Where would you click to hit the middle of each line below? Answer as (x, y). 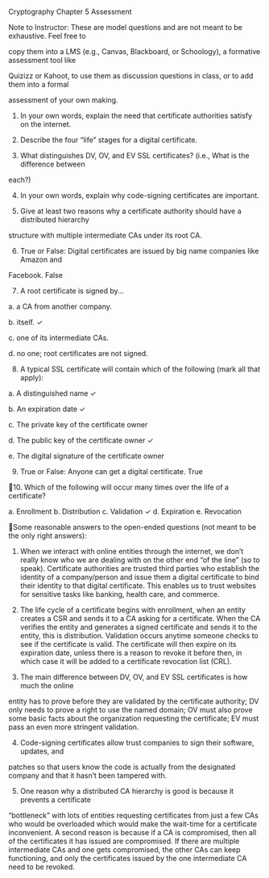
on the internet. (46, 124)
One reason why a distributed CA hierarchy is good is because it (127, 791)
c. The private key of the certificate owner (78, 424)
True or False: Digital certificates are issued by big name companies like (139, 251)
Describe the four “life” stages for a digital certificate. (108, 140)
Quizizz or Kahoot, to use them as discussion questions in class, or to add (131, 76)
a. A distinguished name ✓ (52, 393)
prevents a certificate (55, 800)
